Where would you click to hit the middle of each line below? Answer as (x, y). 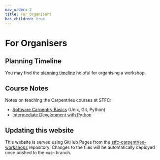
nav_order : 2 (18, 10)
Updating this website (39, 130)
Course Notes (27, 88)
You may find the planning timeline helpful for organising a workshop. (76, 73)
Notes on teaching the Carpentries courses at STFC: (58, 100)
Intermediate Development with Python (52, 115)
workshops (16, 147)
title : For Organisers (28, 14)
